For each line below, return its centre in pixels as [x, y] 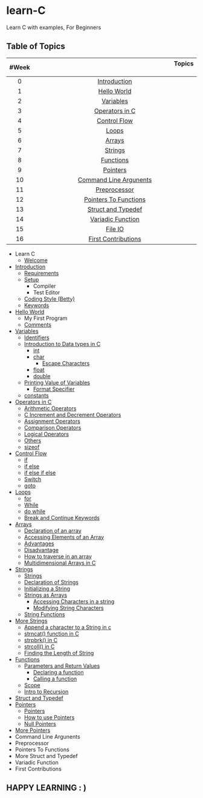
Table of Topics [36, 46]
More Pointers [33, 730]
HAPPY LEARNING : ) [46, 788]
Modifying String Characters [68, 608]
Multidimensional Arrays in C [60, 563]
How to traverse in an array [58, 556]
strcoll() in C [39, 647]
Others [32, 441]
